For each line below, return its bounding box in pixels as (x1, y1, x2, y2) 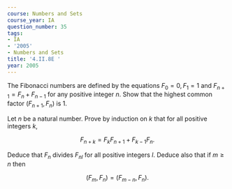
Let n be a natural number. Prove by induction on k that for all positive (7, 114, 208, 123)
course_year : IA (7, 17, 55, 24)
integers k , (7, 122, 38, 130)
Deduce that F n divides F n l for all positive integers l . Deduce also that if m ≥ (7, 151, 225, 160)
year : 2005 (7, 62, 39, 69)
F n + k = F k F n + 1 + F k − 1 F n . (80, 135, 155, 145)
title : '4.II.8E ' (7, 56, 61, 63)
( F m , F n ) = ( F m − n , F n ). (86, 173, 149, 183)
